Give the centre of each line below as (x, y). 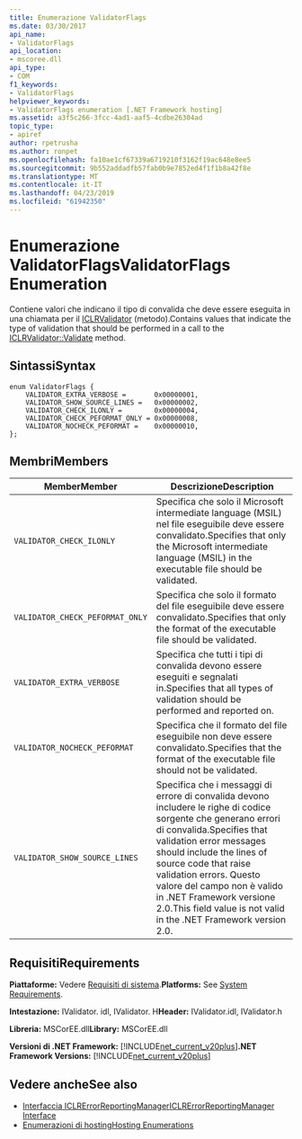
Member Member (80, 486)
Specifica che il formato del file (222, 725)
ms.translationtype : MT (54, 176)
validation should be (199, 699)
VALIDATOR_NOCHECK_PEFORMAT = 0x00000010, (112, 426)
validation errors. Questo (208, 875)
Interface (39, 1116)
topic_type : (31, 127)
